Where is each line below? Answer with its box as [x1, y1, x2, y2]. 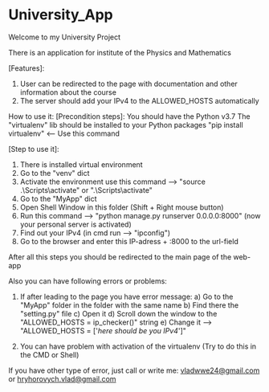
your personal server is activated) [19, 219, 132, 229]
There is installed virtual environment [19, 159, 143, 169]
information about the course [19, 87, 116, 97]
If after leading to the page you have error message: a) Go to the [19, 292, 234, 301]
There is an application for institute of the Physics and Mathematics [8, 47, 231, 57]
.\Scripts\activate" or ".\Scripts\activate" [19, 185, 153, 194]
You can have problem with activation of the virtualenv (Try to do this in [19, 341, 257, 351]
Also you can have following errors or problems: [8, 276, 167, 286]
